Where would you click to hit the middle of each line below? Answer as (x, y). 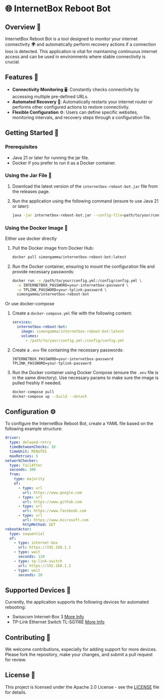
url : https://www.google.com (52, 493)
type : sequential (27, 534)
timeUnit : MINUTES (28, 451)
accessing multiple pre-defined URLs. (50, 96)
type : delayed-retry (30, 442)
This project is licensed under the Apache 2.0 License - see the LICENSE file (82, 687)
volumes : (30, 336)
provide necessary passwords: (43, 271)
